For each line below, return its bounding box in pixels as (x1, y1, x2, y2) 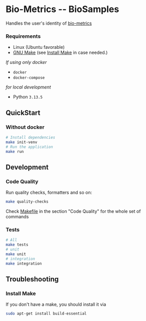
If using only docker (6, 59, 47, 65)
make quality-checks (6, 199, 49, 204)
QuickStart (6, 108, 41, 117)
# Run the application (6, 144, 53, 149)
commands (6, 213, 29, 219)
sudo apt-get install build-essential (6, 311, 87, 316)
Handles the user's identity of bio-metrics (6, 20, 92, 26)
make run (6, 149, 24, 154)
